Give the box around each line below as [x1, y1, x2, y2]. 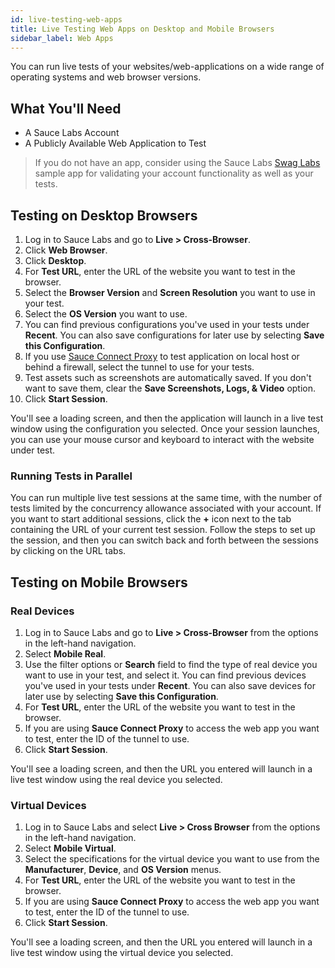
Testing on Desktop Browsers [10, 207, 198, 224]
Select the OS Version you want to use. [24, 308, 188, 320]
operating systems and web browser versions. [10, 71, 202, 83]
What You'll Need [10, 100, 122, 117]
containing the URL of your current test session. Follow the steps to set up [10, 524, 316, 536]
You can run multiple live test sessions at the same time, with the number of [10, 492, 323, 504]
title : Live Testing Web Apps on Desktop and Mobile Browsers [10, 24, 275, 34]
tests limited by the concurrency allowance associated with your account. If [10, 502, 322, 515]
